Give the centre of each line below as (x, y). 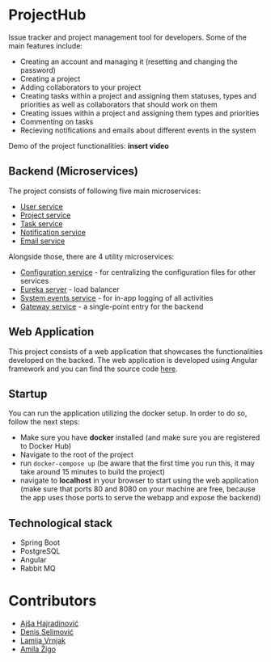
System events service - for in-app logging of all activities (116, 297)
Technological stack (61, 523)
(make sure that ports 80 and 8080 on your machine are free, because (138, 489)
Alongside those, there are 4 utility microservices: (91, 256)
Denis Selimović (47, 632)
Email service (42, 241)
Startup (28, 394)
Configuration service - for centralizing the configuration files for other (138, 272)
